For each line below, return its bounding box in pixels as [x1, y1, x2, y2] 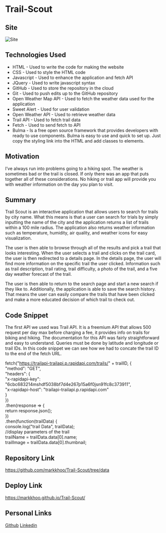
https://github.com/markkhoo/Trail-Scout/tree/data [5, 467, 110, 473]
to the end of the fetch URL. [5, 351, 62, 357]
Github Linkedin [5, 522, 37, 528]
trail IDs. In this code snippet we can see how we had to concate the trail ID [5, 345, 159, 351]
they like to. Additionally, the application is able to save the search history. [5, 286, 156, 292]
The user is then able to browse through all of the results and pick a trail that [5, 245, 161, 251]
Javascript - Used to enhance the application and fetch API [12, 75, 133, 80]
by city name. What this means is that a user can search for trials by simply [5, 214, 159, 220]
